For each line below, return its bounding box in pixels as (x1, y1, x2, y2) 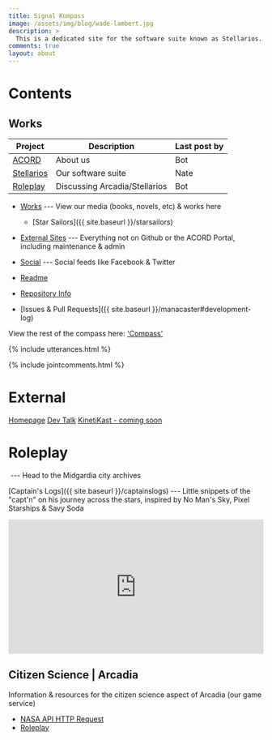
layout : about (8, 49, 57, 58)
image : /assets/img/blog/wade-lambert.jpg (8, 19, 154, 28)
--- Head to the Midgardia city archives (10, 470, 142, 480)
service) (8, 698, 36, 708)
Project (15, 141, 45, 152)
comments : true (8, 42, 60, 50)
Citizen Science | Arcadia (8, 668, 139, 682)
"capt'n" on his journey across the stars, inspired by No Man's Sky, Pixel (8, 494, 250, 504)
